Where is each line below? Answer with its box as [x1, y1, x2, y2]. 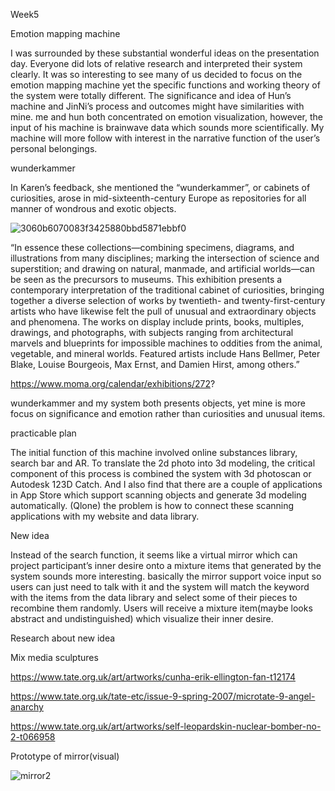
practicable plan [10, 427, 77, 439]
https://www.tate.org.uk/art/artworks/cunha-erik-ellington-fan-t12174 [10, 671, 296, 683]
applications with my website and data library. [10, 510, 200, 522]
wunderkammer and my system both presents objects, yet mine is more [10, 397, 306, 409]
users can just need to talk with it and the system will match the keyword [10, 581, 310, 593]
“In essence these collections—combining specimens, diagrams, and [10, 242, 295, 253]
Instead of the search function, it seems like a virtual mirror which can [10, 549, 298, 561]
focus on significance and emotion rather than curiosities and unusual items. [10, 408, 326, 419]
